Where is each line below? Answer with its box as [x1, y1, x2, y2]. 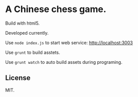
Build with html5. [5, 20, 40, 26]
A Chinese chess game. [5, 4, 107, 15]
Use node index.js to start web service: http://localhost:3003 [5, 39, 133, 46]
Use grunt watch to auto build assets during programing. [5, 59, 122, 65]
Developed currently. [5, 30, 49, 36]
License [5, 74, 31, 82]
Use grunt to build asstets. [5, 49, 60, 55]
